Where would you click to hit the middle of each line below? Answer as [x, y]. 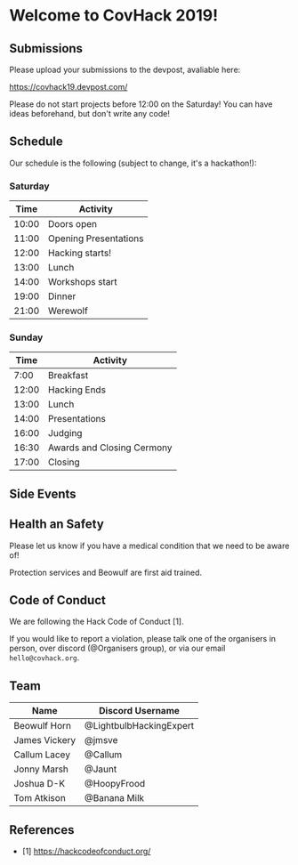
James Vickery [45, 740]
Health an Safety [56, 525]
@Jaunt [101, 769]
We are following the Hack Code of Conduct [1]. [97, 622]
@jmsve [101, 740]
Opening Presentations [96, 238]
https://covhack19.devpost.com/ [68, 87]
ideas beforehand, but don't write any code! [90, 113]
